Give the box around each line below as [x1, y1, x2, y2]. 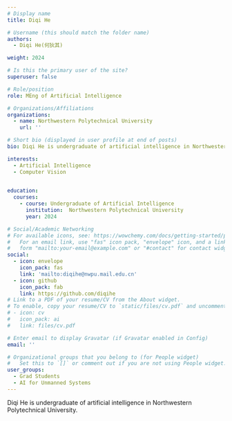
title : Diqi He [7, 17, 51, 24]
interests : [7, 155, 39, 163]
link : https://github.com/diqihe [19, 290, 116, 297]
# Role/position [7, 86, 54, 93]
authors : [7, 35, 32, 42]
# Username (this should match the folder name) [7, 29, 150, 36]
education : [7, 188, 39, 195]
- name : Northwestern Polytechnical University [13, 118, 153, 125]
